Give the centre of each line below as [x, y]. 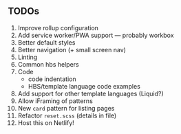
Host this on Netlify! [46, 122]
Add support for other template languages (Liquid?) [90, 93]
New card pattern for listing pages [66, 108]
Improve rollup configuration [58, 27]
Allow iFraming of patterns [55, 101]
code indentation [52, 79]
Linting [28, 57]
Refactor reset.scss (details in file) [67, 115]
